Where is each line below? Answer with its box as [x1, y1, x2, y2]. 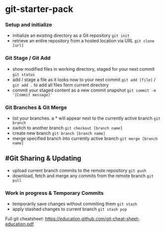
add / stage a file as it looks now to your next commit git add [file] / [12, 76, 156, 83]
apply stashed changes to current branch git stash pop [12, 206, 127, 212]
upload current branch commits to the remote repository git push [12, 167, 147, 173]
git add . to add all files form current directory [12, 82, 109, 88]
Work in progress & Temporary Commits [5, 189, 104, 196]
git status [12, 72, 35, 77]
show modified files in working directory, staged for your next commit [12, 66, 155, 72]
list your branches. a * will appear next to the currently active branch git [12, 116, 161, 121]
